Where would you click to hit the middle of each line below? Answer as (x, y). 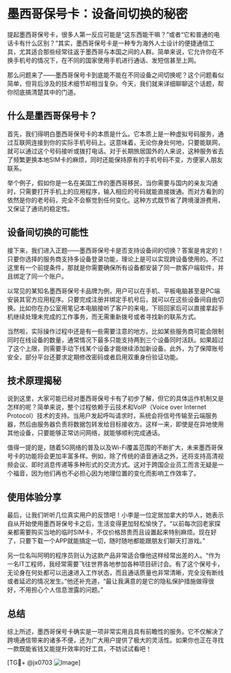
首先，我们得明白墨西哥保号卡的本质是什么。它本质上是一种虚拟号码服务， (112, 133)
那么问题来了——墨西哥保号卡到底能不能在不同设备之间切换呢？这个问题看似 (115, 75)
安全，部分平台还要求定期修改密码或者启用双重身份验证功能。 (95, 357)
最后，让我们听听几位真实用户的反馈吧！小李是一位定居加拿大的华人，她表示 (115, 515)
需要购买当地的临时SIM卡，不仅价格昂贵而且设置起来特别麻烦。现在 (115, 532)
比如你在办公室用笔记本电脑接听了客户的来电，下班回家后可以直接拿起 (118, 308)
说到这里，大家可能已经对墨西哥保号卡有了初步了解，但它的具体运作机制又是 (115, 398)
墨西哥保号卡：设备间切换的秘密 (98, 14)
